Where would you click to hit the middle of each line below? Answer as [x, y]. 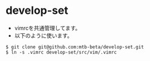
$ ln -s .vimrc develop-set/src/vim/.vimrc [61, 52]
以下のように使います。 [44, 35]
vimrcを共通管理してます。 [47, 28]
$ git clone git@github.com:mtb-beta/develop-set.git [75, 47]
